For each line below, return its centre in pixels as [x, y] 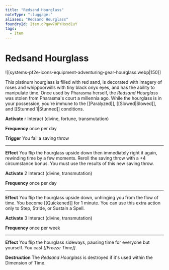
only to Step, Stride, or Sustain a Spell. [45, 208]
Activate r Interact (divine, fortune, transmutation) [57, 119]
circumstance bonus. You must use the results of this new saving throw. [80, 163]
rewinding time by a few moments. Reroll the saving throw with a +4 [75, 158]
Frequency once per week [33, 228]
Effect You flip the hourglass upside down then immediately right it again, [81, 152]
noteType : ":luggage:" [29, 15]
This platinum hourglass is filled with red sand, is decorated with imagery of [84, 82]
